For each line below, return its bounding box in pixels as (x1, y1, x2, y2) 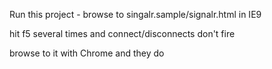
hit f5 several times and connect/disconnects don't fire (9, 28, 236, 39)
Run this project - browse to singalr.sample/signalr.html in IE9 (9, 9, 262, 20)
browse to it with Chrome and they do (9, 47, 165, 59)
